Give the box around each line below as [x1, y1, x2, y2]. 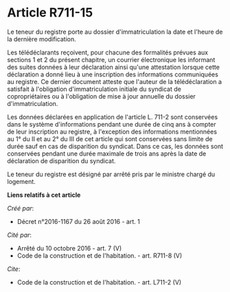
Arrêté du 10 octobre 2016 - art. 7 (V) [16, 244, 122, 252]
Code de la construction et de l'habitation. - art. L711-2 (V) [16, 278, 182, 286]
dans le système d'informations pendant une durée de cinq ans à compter [7, 120, 216, 128]
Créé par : [7, 204, 34, 212]
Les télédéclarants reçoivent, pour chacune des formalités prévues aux [7, 48, 208, 56]
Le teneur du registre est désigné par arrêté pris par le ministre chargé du [7, 170, 216, 178]
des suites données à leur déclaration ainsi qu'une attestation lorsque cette [7, 63, 220, 71]
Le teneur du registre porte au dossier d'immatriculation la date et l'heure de [7, 28, 223, 36]
